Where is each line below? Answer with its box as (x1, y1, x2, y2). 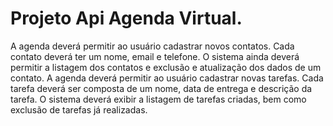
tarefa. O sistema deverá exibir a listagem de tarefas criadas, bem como (10, 93, 307, 105)
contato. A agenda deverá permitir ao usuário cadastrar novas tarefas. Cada (10, 72, 324, 84)
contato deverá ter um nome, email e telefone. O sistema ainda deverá (10, 50, 300, 62)
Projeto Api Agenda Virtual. (10, 7, 243, 30)
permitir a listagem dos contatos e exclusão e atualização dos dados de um (10, 61, 322, 73)
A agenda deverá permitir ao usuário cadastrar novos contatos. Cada (10, 40, 295, 52)
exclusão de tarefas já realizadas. (10, 103, 148, 116)
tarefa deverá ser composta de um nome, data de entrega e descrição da (10, 82, 313, 94)
